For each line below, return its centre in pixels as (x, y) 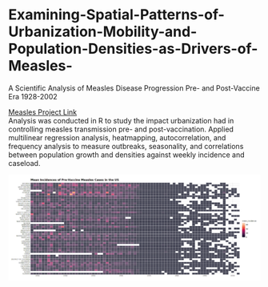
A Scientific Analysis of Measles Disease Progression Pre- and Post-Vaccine (134, 88)
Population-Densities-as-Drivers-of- (133, 49)
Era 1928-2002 (33, 96)
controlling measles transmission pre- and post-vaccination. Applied (121, 129)
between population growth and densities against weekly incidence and (127, 155)
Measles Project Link (43, 112)
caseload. (24, 163)
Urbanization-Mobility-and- (103, 32)
